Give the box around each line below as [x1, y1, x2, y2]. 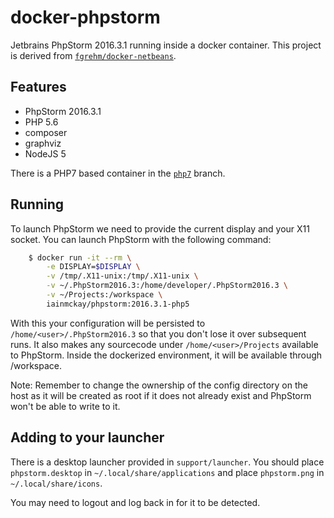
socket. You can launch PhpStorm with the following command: [10, 233, 272, 245]
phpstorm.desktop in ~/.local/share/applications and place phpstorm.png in [10, 466, 325, 478]
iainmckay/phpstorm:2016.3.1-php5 [46, 299, 190, 309]
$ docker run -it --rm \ [28, 252, 132, 263]
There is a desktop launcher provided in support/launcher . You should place [10, 456, 325, 468]
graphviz [24, 137, 62, 149]
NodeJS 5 [24, 147, 67, 160]
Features [10, 79, 67, 96]
